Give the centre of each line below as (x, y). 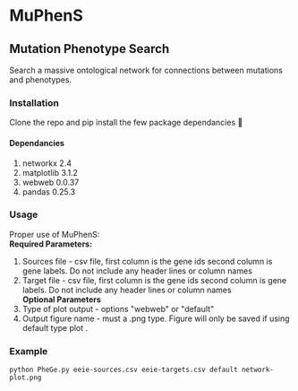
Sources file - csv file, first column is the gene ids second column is (147, 261)
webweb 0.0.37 (51, 182)
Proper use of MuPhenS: (55, 234)
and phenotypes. (41, 80)
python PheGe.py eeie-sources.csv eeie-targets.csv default (124, 370)
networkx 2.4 (47, 163)
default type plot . (55, 327)
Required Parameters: (51, 244)
